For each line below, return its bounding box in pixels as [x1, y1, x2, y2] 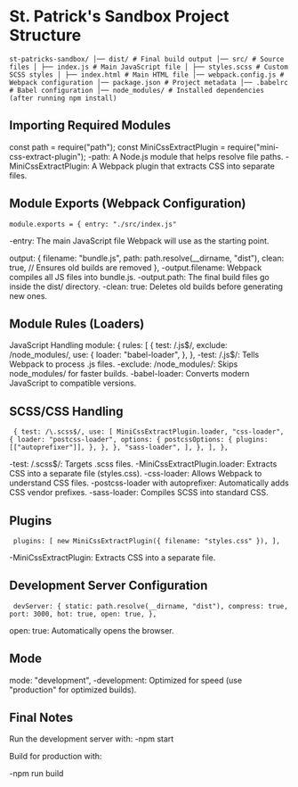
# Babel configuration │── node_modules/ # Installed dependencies [9, 86, 265, 95]
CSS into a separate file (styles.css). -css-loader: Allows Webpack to [9, 468, 262, 479]
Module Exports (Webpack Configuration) [9, 196, 246, 211]
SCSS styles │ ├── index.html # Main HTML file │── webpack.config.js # [9, 70, 285, 79]
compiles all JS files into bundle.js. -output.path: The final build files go [9, 271, 270, 282]
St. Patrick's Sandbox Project [9, 6, 230, 27]
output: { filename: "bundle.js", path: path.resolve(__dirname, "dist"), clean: [9, 253, 285, 263]
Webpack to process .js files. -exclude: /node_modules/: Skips [9, 359, 238, 369]
